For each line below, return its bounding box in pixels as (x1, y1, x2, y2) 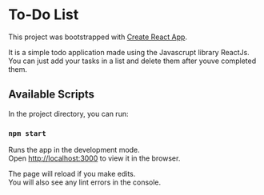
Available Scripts (8, 88, 94, 101)
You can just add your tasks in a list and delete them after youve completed (8, 56, 257, 66)
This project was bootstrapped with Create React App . (8, 32, 188, 42)
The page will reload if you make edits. (8, 169, 136, 179)
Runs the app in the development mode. (8, 145, 140, 155)
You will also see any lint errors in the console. (8, 177, 162, 187)
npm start (8, 129, 46, 137)
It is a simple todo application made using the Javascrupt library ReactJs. (8, 47, 250, 57)
